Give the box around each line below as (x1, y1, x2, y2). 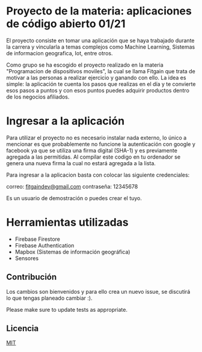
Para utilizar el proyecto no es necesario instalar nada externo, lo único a (6, 134, 187, 141)
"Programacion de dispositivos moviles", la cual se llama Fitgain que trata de (6, 67, 195, 74)
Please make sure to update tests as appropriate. (6, 306, 128, 313)
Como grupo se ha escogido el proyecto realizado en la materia (6, 61, 164, 68)
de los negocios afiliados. (6, 93, 70, 100)
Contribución (6, 272, 57, 282)
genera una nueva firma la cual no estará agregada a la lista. (6, 159, 156, 166)
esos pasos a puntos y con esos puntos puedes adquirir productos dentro (6, 86, 189, 94)
